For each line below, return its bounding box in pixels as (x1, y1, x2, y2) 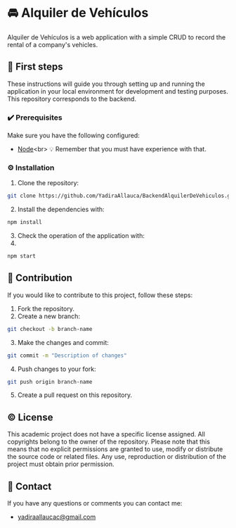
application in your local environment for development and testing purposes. (7, 87, 228, 95)
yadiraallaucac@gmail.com (17, 513, 96, 521)
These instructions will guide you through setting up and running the (7, 80, 205, 88)
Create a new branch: (17, 312, 81, 320)
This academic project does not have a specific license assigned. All (7, 430, 206, 439)
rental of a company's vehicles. (7, 40, 98, 49)
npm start (7, 253, 37, 260)
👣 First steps (7, 61, 63, 73)
